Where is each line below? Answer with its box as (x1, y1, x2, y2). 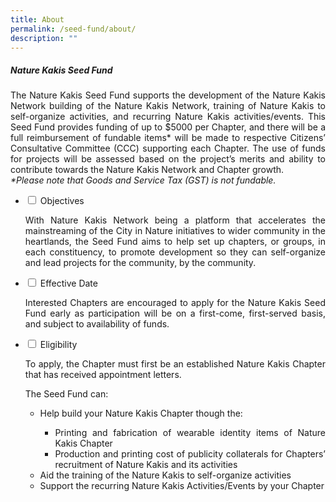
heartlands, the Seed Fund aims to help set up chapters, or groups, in (24, 236, 326, 248)
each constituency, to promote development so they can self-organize (24, 246, 326, 258)
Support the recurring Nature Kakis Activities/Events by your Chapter (39, 480, 325, 492)
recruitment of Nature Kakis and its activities (54, 459, 238, 471)
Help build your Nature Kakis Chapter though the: (39, 407, 243, 420)
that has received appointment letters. (24, 369, 182, 381)
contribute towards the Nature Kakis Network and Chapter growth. (10, 164, 285, 176)
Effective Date (39, 277, 98, 290)
